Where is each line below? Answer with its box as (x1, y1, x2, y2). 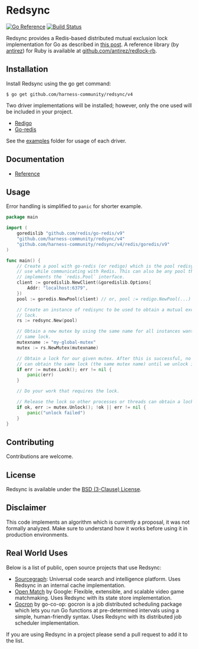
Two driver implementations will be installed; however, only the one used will (6, 102, 192, 109)
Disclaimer (6, 503, 47, 513)
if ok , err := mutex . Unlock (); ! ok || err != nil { (16, 404, 146, 410)
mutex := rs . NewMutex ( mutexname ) (16, 345, 99, 351)
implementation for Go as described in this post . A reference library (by (6, 41, 179, 48)
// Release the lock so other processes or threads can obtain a (16, 399, 181, 405)
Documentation (6, 154, 65, 164)
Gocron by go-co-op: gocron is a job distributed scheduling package (14, 601, 182, 608)
